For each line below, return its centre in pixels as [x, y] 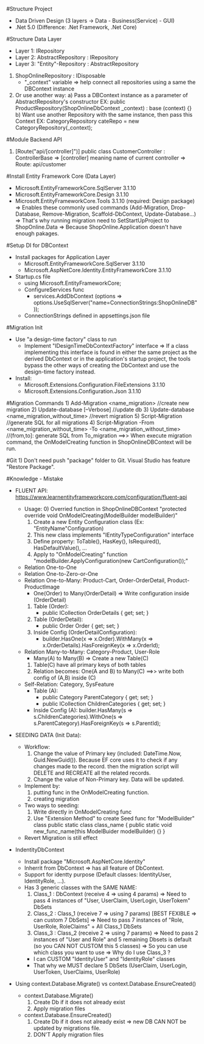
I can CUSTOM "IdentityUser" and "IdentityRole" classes [104, 959]
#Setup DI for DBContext [37, 245]
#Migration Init [25, 327]
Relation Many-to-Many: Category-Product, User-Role [92, 652]
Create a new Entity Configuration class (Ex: [89, 522]
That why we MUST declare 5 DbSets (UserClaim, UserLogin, [110, 965]
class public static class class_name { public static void [103, 825]
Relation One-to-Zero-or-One [61, 574]
